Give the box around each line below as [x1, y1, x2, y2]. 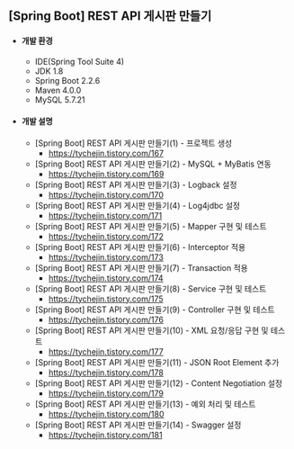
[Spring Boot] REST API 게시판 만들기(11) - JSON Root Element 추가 [34, 356, 280, 367]
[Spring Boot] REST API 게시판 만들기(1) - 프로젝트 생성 [34, 138, 233, 148]
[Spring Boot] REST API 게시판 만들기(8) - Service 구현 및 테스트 [34, 283, 267, 294]
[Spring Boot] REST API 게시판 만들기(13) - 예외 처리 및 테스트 [34, 399, 256, 409]
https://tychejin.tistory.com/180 [48, 409, 165, 419]
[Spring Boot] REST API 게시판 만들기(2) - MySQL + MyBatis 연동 [34, 158, 272, 169]
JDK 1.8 [34, 66, 64, 76]
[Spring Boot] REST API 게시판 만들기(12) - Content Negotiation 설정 [34, 377, 283, 389]
